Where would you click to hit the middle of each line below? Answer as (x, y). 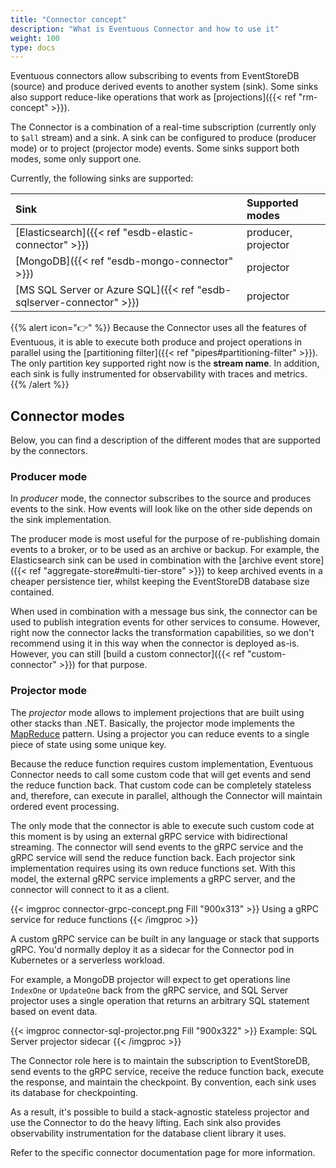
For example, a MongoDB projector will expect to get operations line (150, 979)
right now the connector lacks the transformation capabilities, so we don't (162, 633)
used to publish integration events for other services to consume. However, (165, 622)
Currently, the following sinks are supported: (102, 178)
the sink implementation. (61, 520)
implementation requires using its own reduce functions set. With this (153, 868)
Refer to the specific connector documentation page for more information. (163, 1152)
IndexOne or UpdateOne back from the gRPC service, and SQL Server (149, 990)
